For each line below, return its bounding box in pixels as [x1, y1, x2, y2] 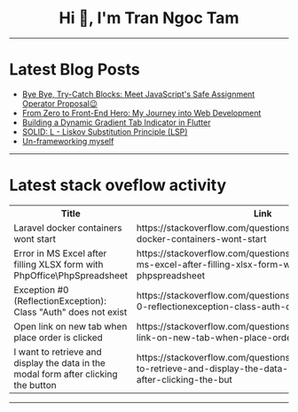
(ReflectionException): [13, 294, 107, 307]
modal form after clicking [13, 368, 118, 380]
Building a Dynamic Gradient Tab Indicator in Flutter [21, 117, 211, 128]
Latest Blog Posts [9, 59, 140, 80]
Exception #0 [13, 284, 69, 296]
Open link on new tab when [13, 320, 128, 332]
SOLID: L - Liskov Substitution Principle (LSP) [21, 126, 188, 136]
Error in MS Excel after [13, 247, 107, 260]
